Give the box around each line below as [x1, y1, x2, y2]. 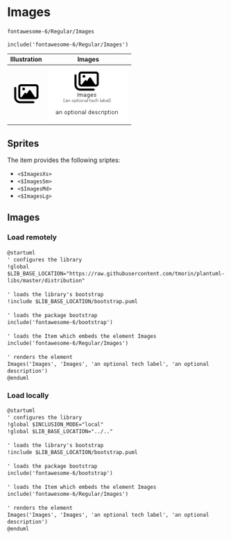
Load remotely [7, 232, 58, 242]
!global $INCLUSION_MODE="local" [7, 421, 104, 428]
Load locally [7, 390, 49, 400]
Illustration [10, 55, 43, 63]
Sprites [7, 137, 40, 150]
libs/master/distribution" [7, 277, 85, 284]
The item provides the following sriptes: [7, 156, 121, 164]
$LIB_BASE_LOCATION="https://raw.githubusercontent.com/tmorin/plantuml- [7, 270, 225, 277]
